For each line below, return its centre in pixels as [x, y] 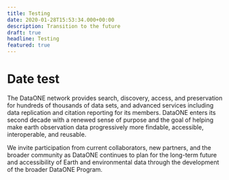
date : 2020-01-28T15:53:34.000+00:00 [61, 20]
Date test [33, 79]
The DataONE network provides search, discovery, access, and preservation [115, 98]
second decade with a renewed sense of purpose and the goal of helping [110, 120]
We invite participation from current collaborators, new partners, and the [109, 147]
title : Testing [29, 13]
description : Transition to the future [64, 26]
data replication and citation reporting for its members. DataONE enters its [112, 112]
